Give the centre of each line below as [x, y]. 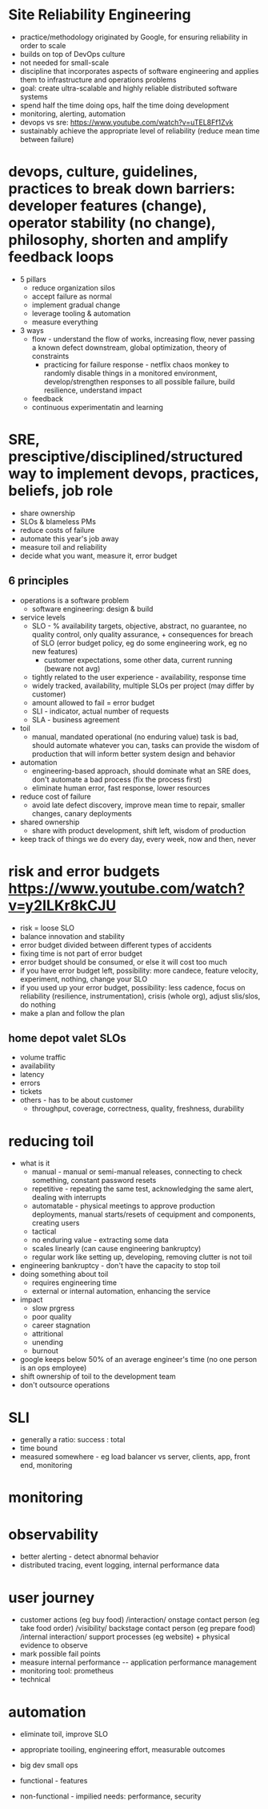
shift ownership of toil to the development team [98, 1376]
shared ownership [50, 822]
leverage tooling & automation [81, 313]
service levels [43, 617]
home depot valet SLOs [67, 1038]
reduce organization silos [74, 287]
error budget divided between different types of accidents [116, 945]
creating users [56, 1223]
